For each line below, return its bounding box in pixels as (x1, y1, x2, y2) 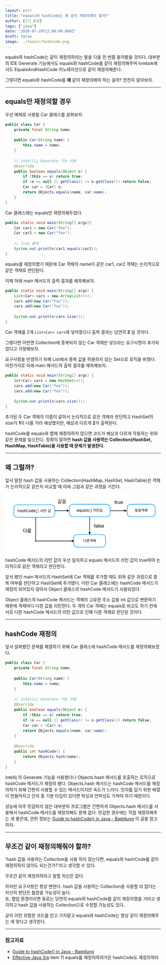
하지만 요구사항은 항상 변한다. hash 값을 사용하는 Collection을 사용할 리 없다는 (5, 883, 157, 889)
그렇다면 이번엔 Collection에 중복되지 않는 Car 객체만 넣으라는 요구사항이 (5, 339, 146, 346)
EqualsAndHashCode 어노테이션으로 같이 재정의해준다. (14, 66, 123, 72)
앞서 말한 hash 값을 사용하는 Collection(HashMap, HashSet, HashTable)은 (5, 477, 152, 483)
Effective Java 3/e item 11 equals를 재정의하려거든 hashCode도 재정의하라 (12, 954, 159, 960)
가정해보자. (18, 346, 40, 351)
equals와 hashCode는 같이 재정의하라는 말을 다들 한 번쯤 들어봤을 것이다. (5, 54, 147, 60)
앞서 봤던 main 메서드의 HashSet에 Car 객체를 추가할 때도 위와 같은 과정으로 (5, 574, 153, 580)
